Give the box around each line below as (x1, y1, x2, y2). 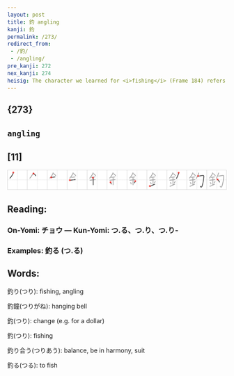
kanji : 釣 (7, 26, 35, 33)
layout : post (7, 11, 45, 18)
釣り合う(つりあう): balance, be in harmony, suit (7, 346, 145, 354)
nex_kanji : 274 (7, 70, 52, 76)
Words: (7, 268, 40, 279)
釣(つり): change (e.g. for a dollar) (7, 316, 105, 325)
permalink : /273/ (7, 33, 58, 40)
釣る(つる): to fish (7, 361, 58, 369)
